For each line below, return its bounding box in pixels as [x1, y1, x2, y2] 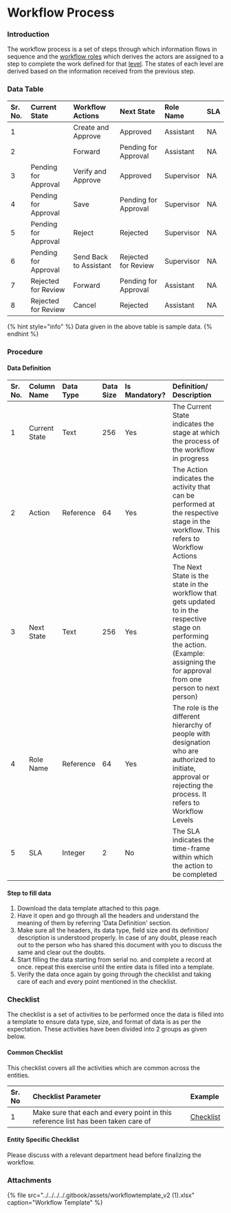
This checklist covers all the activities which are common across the [7, 1063, 201, 1071]
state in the [172, 579, 208, 589]
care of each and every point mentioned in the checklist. [16, 978, 177, 986]
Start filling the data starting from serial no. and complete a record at [16, 955, 212, 964]
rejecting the [172, 780, 213, 790]
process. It [172, 789, 207, 799]
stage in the [172, 516, 211, 526]
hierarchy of [172, 720, 212, 730]
